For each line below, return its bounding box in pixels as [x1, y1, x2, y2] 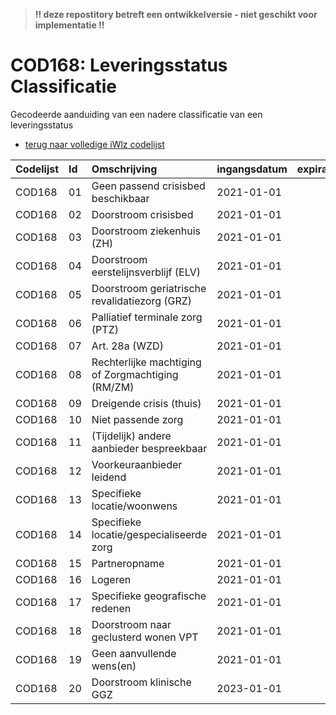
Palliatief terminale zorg [91, 310, 203, 324]
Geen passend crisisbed [91, 179, 206, 193]
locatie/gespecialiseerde [91, 527, 208, 541]
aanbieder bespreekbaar [91, 441, 208, 455]
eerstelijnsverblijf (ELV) [91, 265, 201, 279]
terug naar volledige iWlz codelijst [24, 138, 165, 150]
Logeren [91, 572, 132, 586]
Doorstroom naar [91, 617, 172, 631]
